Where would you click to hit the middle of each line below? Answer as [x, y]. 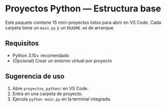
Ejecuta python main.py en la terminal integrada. [62, 99]
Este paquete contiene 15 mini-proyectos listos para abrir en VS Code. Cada [83, 22]
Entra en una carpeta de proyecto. [48, 94]
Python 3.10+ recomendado [41, 55]
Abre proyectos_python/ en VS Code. [50, 88]
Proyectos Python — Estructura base [83, 9]
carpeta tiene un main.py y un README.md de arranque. [60, 27]
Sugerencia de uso [35, 76]
